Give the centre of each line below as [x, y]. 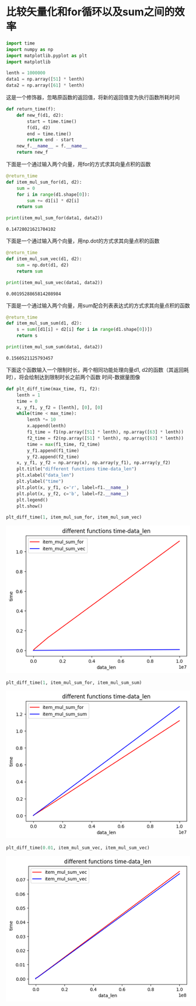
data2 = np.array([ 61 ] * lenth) [45, 85]
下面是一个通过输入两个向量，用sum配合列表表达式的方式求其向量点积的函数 [98, 305]
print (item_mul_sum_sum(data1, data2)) [55, 347]
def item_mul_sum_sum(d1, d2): [44, 323]
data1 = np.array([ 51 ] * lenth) [45, 79]
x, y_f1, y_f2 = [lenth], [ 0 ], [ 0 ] [60, 407]
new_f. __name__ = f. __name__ [52, 146]
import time [20, 43]
